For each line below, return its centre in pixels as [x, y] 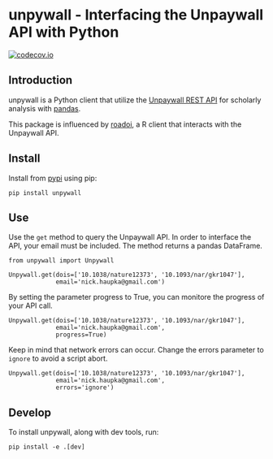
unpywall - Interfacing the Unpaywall [136, 15]
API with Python [64, 32]
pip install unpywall [45, 193]
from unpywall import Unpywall [61, 261]
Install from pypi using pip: [53, 178]
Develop [30, 412]
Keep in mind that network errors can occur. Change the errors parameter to [136, 350]
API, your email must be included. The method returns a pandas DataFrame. [135, 246]
